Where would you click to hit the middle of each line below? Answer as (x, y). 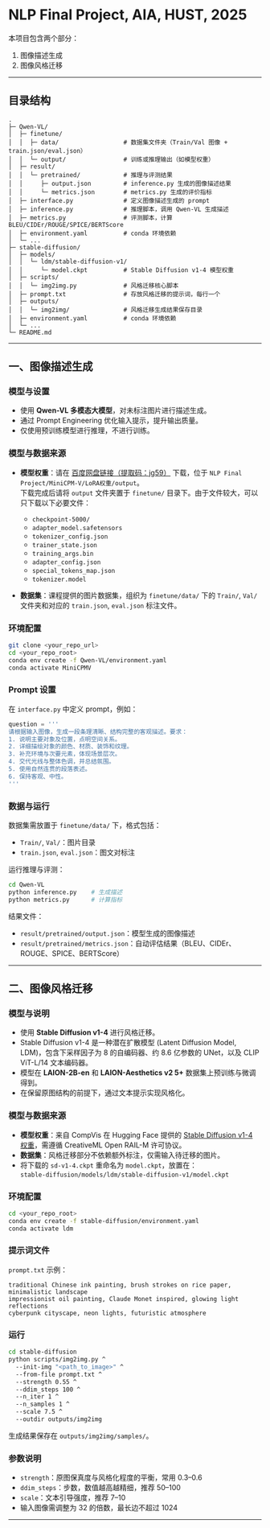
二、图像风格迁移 (51, 988)
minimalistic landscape (48, 1292)
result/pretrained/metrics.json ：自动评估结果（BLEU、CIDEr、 (128, 943)
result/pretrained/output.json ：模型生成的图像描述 (107, 933)
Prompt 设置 (32, 690)
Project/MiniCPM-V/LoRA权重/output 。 (82, 482)
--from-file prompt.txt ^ (59, 1374)
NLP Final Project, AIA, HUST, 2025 (128, 15)
